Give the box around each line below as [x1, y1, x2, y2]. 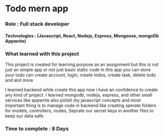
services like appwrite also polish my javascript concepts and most [5, 97, 141, 103]
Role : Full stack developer [5, 21, 69, 28]
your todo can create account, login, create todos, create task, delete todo [5, 72, 156, 78]
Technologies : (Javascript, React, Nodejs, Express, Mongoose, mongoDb [5, 33, 159, 38]
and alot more [5, 77, 33, 83]
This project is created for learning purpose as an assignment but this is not [5, 62, 159, 67]
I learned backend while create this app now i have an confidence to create [5, 87, 158, 93]
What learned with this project [5, 50, 79, 57]
